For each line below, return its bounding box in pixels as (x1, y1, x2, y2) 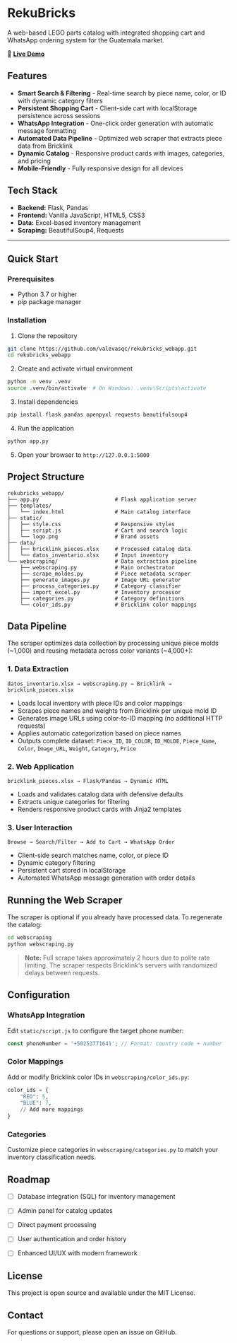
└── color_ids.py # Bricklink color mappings (20, 601, 197, 608)
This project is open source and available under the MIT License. (7, 1289, 196, 1297)
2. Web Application (7, 762, 74, 772)
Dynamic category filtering (17, 859, 95, 867)
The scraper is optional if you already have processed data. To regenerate (7, 913, 223, 922)
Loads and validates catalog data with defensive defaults (17, 790, 183, 798)
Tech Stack (7, 185, 58, 197)
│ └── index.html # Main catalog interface (7, 508, 191, 516)
